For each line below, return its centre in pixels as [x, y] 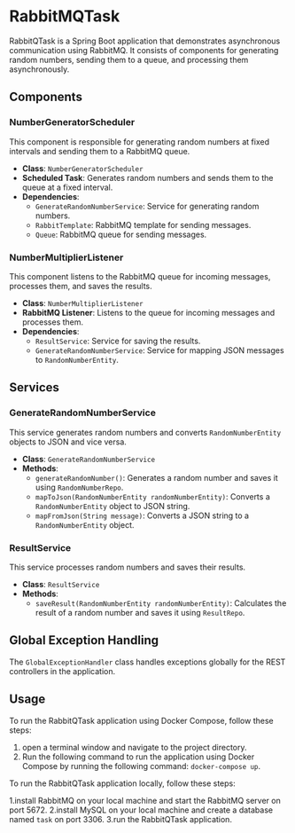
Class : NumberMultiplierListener [82, 303]
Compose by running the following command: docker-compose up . [141, 766]
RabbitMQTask [65, 16]
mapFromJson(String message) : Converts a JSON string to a [142, 515]
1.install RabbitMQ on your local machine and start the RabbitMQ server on [145, 800]
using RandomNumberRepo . [79, 487]
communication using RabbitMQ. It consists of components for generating [144, 50]
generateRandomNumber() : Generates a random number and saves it [157, 477]
